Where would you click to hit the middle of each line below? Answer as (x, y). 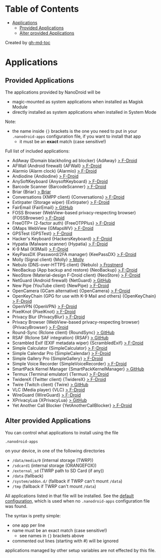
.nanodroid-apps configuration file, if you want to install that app (77, 136)
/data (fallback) (28, 476)
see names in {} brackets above (52, 535)
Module (20, 107)
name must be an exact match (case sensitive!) (60, 530)
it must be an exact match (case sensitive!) (63, 141)
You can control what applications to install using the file (62, 432)
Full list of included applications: (37, 151)
